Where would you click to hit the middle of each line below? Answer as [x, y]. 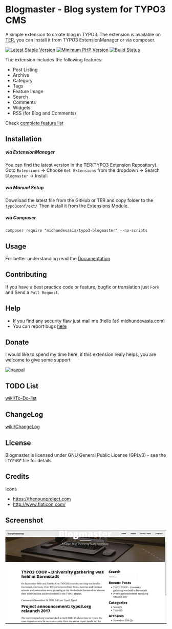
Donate [17, 342]
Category [23, 80]
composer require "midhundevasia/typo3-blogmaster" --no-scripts [76, 231]
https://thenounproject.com [42, 499]
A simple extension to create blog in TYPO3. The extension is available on [83, 34]
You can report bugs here [40, 326]
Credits [17, 477]
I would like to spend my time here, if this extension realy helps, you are [81, 354]
